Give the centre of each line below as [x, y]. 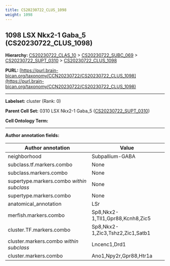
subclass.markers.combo [38, 173]
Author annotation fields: [32, 135]
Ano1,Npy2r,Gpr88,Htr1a [122, 256]
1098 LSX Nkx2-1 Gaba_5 [46, 35]
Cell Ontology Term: [27, 121]
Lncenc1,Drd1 [109, 245]
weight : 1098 [19, 15]
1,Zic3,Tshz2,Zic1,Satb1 [121, 233]
